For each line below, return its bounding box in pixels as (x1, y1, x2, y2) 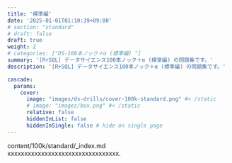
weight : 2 (7, 43, 37, 50)
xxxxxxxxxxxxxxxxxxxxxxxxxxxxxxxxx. (7, 149, 122, 157)
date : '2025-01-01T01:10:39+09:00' (7, 17, 112, 24)
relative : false (25, 109, 74, 116)
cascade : (7, 76, 33, 83)
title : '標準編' (7, 10, 52, 18)
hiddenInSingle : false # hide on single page (25, 122, 163, 129)
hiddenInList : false (25, 116, 87, 123)
